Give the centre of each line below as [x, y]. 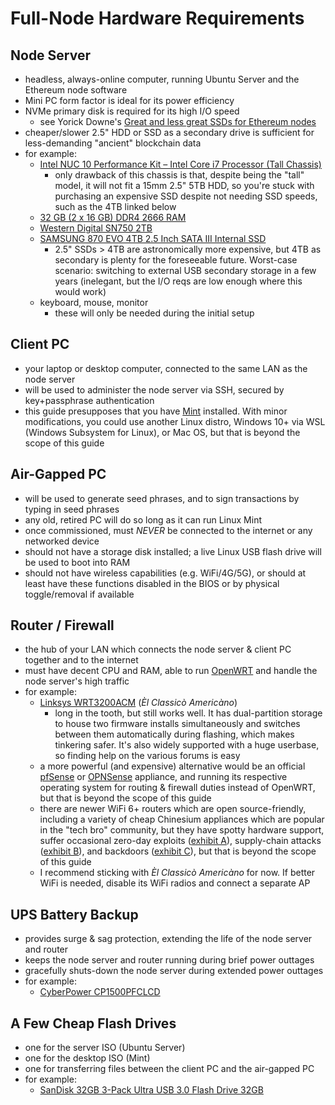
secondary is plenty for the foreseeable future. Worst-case [176, 260]
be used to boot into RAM [77, 562]
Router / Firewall [62, 625]
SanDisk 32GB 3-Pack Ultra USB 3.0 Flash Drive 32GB [151, 1090]
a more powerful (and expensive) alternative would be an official [172, 766]
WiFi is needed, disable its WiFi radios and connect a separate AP [175, 883]
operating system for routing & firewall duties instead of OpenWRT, [177, 788]
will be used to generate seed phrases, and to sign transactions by [162, 498]
